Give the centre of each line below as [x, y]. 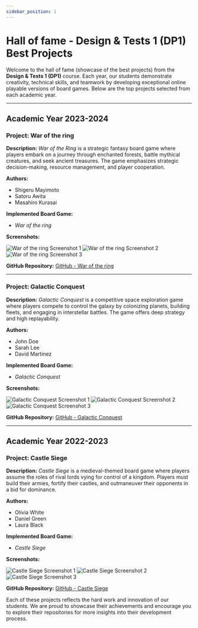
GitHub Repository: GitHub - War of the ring [60, 266]
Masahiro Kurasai [36, 203]
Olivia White [29, 512]
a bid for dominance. [31, 489]
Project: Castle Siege [37, 458]
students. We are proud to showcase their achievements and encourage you [99, 606]
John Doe [27, 341]
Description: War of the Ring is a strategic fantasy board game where [91, 149]
